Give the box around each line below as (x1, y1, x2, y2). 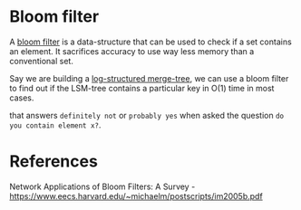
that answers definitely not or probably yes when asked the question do (9, 110, 285, 120)
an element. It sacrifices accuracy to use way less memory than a (9, 45, 255, 56)
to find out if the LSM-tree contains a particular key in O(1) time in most (9, 82, 275, 93)
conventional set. (9, 55, 74, 66)
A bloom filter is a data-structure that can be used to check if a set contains (9, 36, 292, 47)
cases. (9, 92, 34, 103)
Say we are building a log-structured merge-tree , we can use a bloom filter (9, 72, 289, 83)
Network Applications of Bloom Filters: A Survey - (9, 181, 196, 192)
